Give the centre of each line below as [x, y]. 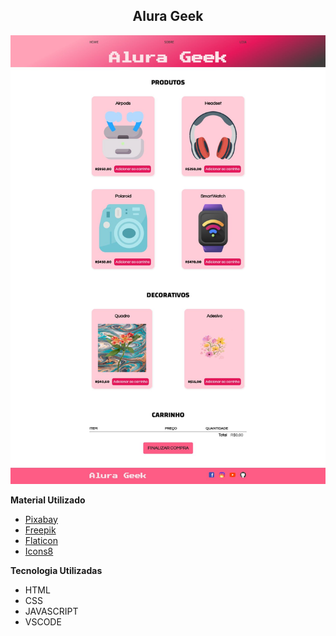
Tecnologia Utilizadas [56, 570]
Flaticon [41, 540]
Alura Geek [168, 16]
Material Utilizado [48, 500]
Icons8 [39, 551]
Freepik [40, 530]
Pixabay [41, 519]
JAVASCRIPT [51, 611]
